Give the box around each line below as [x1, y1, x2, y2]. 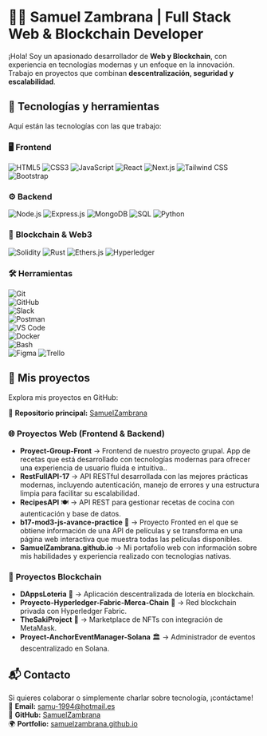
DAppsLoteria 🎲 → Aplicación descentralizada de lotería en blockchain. [19, 589, 255, 599]
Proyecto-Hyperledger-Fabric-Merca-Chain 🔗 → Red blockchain [19, 598, 237, 607]
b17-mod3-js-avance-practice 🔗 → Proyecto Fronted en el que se [19, 517, 239, 527]
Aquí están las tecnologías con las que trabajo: [8, 121, 162, 131]
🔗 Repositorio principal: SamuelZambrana [8, 408, 147, 417]
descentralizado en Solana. [19, 643, 110, 654]
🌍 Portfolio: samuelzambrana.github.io [8, 719, 138, 729]
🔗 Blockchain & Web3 [8, 229, 93, 240]
